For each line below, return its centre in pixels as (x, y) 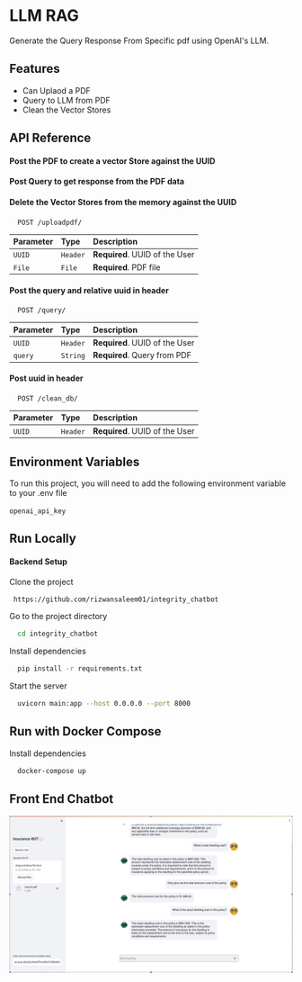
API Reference (50, 138)
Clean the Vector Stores (67, 110)
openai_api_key (38, 511)
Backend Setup (38, 561)
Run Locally (43, 539)
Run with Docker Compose (85, 731)
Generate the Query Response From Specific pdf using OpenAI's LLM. (139, 41)
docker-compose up (52, 770)
